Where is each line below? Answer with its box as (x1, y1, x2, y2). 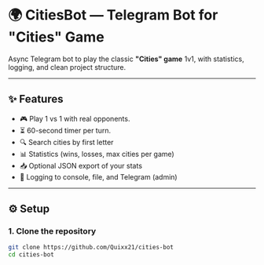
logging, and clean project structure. (8, 62, 126, 71)
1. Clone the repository (8, 226, 97, 237)
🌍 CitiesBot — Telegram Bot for (8, 6, 218, 24)
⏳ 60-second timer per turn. (19, 125, 112, 135)
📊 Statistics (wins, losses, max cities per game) (19, 149, 174, 158)
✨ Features (8, 93, 64, 106)
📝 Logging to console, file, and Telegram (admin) (19, 172, 178, 181)
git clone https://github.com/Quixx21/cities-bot (8, 244, 174, 252)
